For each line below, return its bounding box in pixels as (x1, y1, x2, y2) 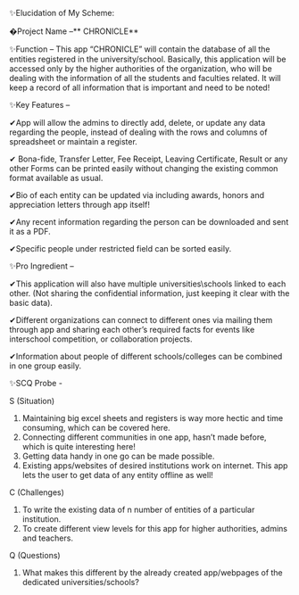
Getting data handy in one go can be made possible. (21, 450, 215, 461)
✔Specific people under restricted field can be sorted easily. (9, 244, 232, 253)
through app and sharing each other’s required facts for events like (9, 325, 255, 335)
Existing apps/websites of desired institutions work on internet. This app (21, 460, 288, 471)
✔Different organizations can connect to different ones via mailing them (9, 315, 273, 325)
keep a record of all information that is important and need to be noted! (9, 82, 270, 93)
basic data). (9, 298, 54, 308)
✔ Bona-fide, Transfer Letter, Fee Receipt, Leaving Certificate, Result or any (9, 153, 288, 164)
